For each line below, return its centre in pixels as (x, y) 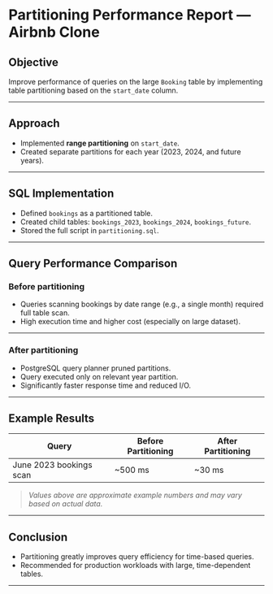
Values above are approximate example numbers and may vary (135, 495)
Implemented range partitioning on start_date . (100, 143)
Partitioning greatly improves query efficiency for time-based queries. (137, 557)
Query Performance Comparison (93, 264)
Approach (34, 124)
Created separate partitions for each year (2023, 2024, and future (130, 151)
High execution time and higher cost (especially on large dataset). (130, 322)
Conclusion (38, 537)
